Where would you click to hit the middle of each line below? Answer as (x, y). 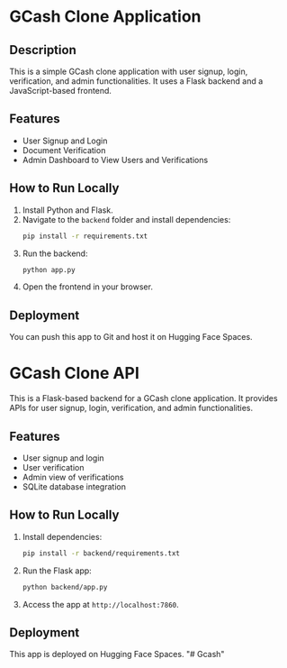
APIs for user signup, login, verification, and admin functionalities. (131, 408)
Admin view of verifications (73, 477)
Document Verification (64, 150)
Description (43, 50)
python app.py (49, 270)
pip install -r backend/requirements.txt (101, 553)
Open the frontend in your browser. (87, 287)
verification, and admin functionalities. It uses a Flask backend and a (136, 81)
